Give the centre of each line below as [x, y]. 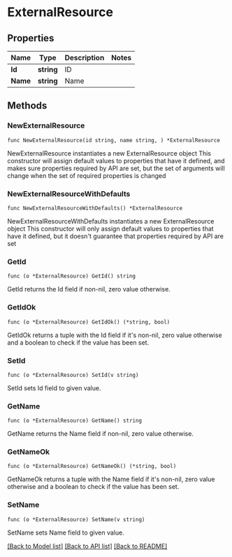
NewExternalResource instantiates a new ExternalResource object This [109, 153]
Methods [27, 106]
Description [85, 58]
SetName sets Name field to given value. [66, 532]
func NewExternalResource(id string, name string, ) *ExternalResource [114, 140]
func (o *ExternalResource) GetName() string [74, 421]
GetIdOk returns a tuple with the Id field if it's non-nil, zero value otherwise [115, 335]
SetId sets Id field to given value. [54, 388]
